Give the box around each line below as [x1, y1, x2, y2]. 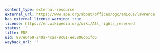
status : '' [5, 26, 28, 31]
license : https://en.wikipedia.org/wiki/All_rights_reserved [5, 21, 135, 26]
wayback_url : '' [5, 40, 39, 45]
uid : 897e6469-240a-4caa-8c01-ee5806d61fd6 [5, 35, 97, 40]
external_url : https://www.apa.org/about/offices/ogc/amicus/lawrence [5, 12, 155, 17]
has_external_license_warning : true [5, 16, 81, 21]
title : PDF [5, 30, 28, 35]
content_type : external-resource [5, 7, 75, 12]
